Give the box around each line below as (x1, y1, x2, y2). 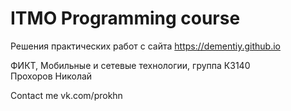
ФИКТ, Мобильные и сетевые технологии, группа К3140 (10, 59, 251, 71)
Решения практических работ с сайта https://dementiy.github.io (10, 40, 281, 52)
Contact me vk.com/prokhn (10, 89, 123, 101)
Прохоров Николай (10, 70, 93, 82)
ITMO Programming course (10, 7, 241, 30)
